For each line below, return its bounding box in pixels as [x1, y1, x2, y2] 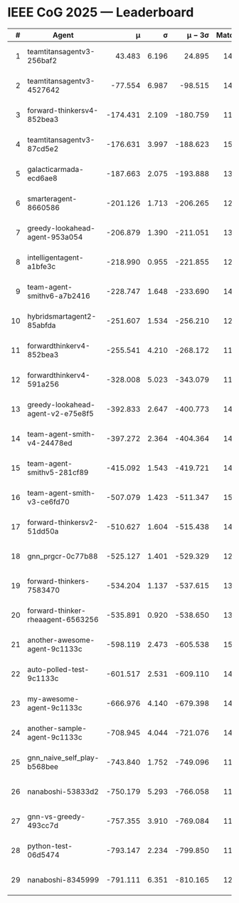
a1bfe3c [27, 261, 56, 271]
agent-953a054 [27, 232, 83, 242]
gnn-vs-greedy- [27, 811, 86, 821]
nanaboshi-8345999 [27, 874, 100, 884]
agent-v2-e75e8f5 [27, 408, 94, 418]
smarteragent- [27, 193, 78, 203]
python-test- [27, 841, 73, 851]
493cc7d [27, 820, 59, 830]
